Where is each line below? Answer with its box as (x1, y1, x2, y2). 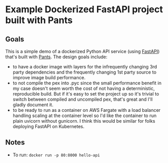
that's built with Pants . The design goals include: (5, 54, 108, 60)
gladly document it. (12, 102, 54, 108)
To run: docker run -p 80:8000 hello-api (12, 152, 100, 158)
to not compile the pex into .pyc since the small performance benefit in (12, 80, 162, 86)
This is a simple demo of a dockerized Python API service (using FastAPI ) (5, 49, 160, 54)
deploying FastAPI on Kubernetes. (12, 124, 85, 129)
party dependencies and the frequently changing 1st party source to (12, 69, 157, 75)
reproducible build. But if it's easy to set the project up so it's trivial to (12, 91, 159, 97)
